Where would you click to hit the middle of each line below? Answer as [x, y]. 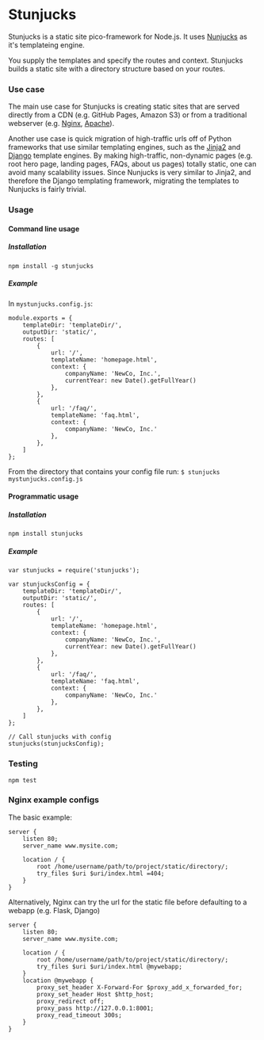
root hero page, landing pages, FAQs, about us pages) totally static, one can [132, 164]
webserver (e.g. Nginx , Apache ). [61, 124]
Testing [23, 764]
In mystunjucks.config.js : [51, 304]
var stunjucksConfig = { [49, 584]
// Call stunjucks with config [60, 737]
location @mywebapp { [58, 981]
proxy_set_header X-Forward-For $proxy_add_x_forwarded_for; [140, 987]
